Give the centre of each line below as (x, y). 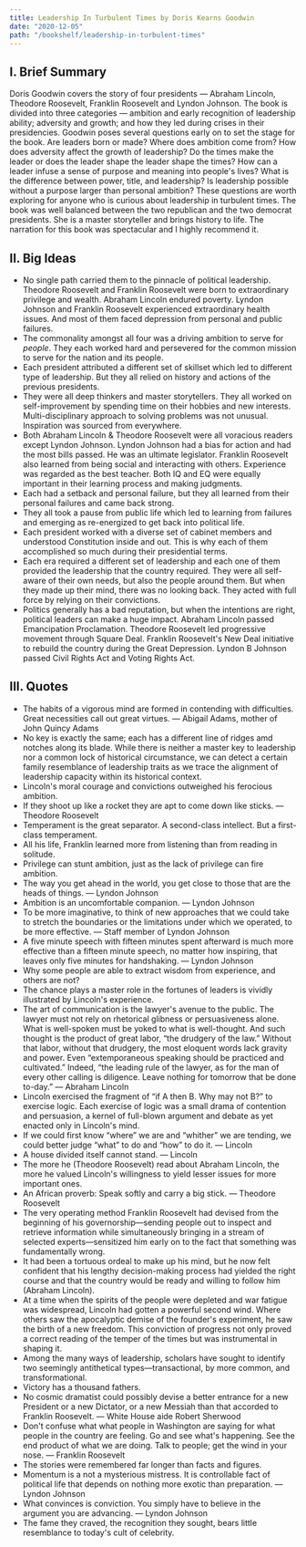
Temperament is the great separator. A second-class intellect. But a (149, 825)
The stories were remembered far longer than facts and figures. (142, 1464)
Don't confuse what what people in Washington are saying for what (149, 1426)
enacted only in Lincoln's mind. (81, 1125)
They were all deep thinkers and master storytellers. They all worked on (157, 396)
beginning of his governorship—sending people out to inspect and (147, 1222)
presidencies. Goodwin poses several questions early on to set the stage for (153, 132)
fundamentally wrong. (64, 1251)
